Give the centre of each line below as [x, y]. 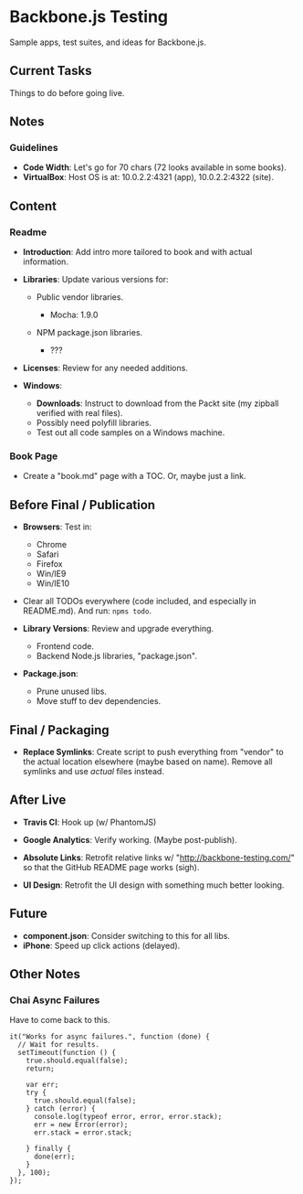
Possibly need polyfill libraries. [94, 423]
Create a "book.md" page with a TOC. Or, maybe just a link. [134, 476]
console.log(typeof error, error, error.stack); [128, 1117]
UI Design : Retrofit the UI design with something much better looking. [153, 885]
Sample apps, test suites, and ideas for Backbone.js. [108, 42]
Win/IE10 [53, 583]
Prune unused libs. [72, 691]
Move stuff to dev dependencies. [99, 701]
